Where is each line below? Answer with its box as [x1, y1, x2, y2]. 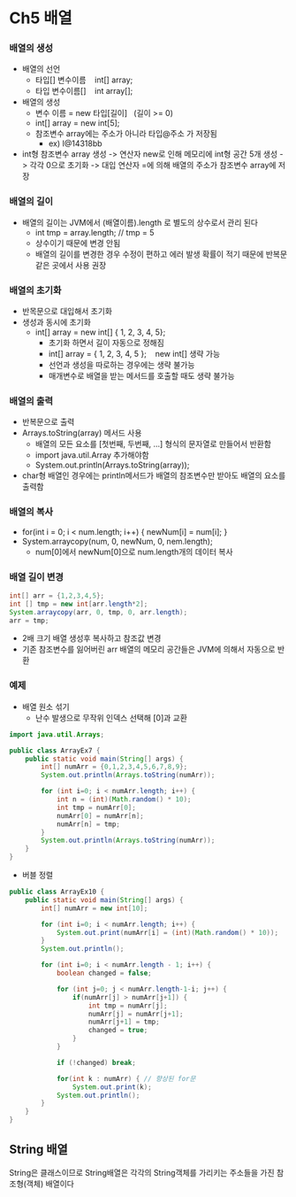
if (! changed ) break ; [56, 1058, 137, 1067]
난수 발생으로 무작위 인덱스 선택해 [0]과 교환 [34, 712, 188, 722]
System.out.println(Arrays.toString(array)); [34, 459, 190, 470]
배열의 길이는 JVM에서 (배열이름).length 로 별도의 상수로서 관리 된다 [21, 217, 259, 228]
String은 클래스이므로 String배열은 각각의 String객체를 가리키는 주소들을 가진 [9, 1167, 276, 1178]
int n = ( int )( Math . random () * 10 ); [56, 795, 192, 804]
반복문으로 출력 [21, 417, 75, 428]
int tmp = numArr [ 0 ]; [56, 803, 137, 812]
